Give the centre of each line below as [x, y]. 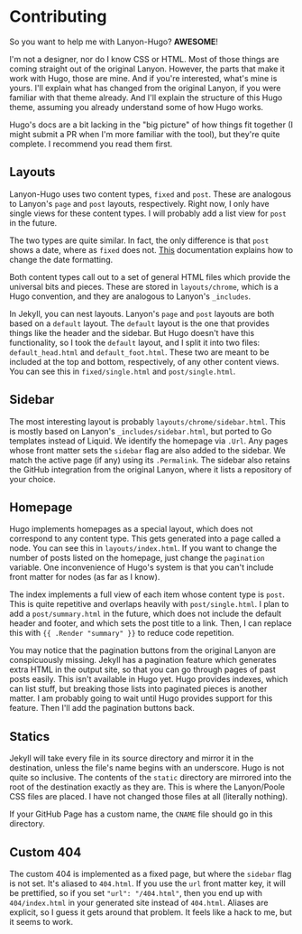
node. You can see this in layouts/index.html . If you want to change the [143, 548]
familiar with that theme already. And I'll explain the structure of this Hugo [146, 98]
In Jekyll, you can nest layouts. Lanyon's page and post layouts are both [142, 313]
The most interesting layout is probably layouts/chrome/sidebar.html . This [147, 421]
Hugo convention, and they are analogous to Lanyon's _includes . [130, 296]
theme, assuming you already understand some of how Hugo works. [137, 107]
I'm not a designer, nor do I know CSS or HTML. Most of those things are [144, 59]
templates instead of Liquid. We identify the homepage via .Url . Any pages [149, 441]
